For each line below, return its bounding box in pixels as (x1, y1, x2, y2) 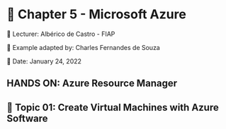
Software (6, 112, 48, 124)
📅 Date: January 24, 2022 (6, 56, 82, 66)
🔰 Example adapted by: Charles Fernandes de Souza (6, 43, 160, 51)
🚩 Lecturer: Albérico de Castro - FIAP (6, 30, 115, 38)
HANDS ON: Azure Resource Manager (6, 78, 178, 90)
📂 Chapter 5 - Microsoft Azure (6, 6, 187, 23)
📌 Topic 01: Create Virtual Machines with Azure (6, 102, 219, 113)
